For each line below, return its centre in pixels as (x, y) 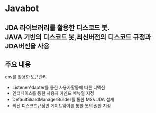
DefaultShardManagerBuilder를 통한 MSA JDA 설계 (63, 100)
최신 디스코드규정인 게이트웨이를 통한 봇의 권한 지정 (62, 106)
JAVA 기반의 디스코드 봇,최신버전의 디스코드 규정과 (78, 37)
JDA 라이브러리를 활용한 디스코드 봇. (57, 28)
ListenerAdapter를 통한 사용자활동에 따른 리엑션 (59, 87)
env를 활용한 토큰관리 (26, 77)
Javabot (22, 9)
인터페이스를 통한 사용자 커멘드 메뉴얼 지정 (53, 93)
